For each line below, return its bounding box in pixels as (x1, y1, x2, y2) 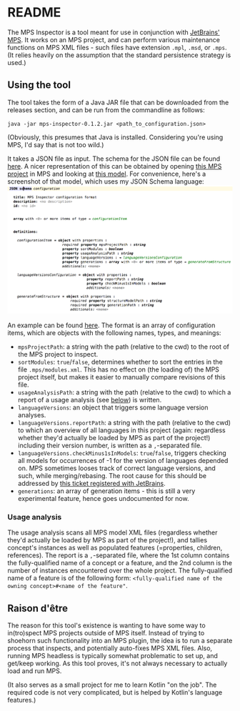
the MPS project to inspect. (17, 349, 99, 358)
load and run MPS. (7, 667, 62, 675)
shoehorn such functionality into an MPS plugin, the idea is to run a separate (7, 637, 233, 645)
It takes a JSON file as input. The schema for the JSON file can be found (7, 154, 221, 163)
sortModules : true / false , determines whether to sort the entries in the (17, 357, 223, 366)
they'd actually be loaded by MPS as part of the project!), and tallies (7, 536, 208, 545)
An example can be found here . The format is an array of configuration (7, 321, 216, 329)
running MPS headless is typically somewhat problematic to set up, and (7, 652, 218, 660)
